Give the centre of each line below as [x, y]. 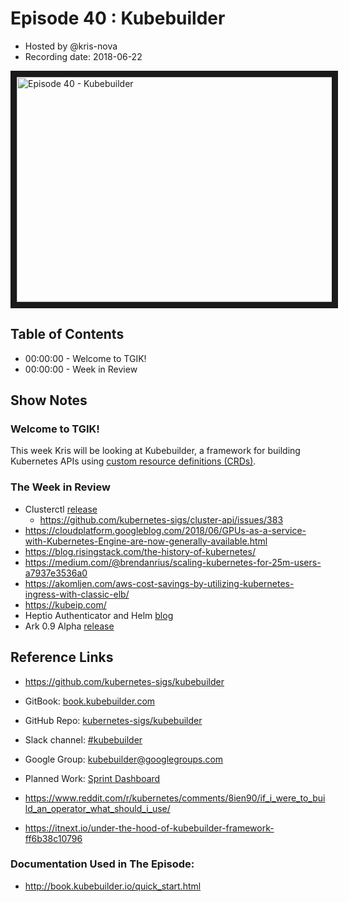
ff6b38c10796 [53, 838]
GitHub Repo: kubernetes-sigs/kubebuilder [113, 720]
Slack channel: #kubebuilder [83, 739]
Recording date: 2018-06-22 [83, 56]
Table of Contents [67, 334]
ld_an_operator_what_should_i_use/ [97, 808]
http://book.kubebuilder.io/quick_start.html [113, 886]
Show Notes [49, 400]
